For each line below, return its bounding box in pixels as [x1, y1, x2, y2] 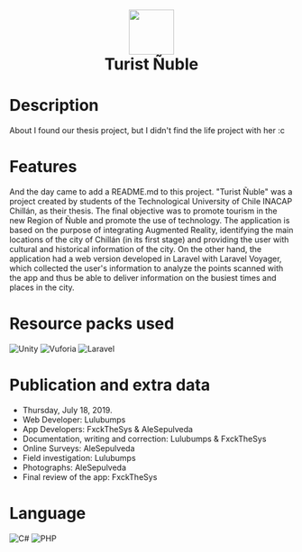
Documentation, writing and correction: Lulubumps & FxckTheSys [22, 433, 267, 444]
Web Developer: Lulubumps [22, 414, 126, 425]
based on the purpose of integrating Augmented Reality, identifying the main [9, 225, 294, 236]
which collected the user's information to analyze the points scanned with [9, 263, 284, 274]
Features [9, 157, 78, 177]
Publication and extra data [9, 375, 210, 395]
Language [9, 503, 87, 524]
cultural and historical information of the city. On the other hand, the [9, 244, 262, 255]
